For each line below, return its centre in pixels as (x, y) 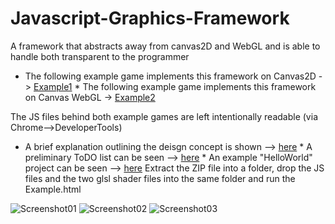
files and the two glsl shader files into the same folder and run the (160, 178)
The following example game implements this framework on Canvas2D (170, 76)
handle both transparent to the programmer (100, 56)
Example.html (53, 189)
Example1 (53, 86)
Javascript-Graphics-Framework (150, 18)
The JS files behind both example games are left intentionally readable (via (164, 116)
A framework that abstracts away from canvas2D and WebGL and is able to (165, 46)
